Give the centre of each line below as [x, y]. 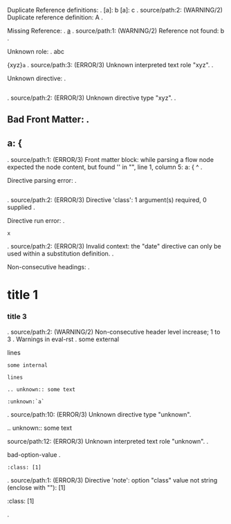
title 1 [23, 295]
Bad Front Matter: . [48, 119]
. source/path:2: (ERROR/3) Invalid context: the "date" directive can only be [114, 246]
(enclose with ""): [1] [36, 487]
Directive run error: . [36, 221]
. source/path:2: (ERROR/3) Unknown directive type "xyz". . [92, 98]
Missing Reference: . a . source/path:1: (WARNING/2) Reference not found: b [116, 31]
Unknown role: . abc [36, 52]
